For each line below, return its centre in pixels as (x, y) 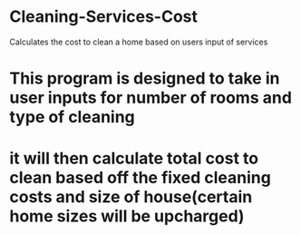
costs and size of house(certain (131, 197)
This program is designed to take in (145, 78)
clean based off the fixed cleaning (141, 178)
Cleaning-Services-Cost (103, 17)
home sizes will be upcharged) (127, 216)
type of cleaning (73, 117)
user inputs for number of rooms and (151, 98)
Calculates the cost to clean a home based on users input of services (139, 42)
